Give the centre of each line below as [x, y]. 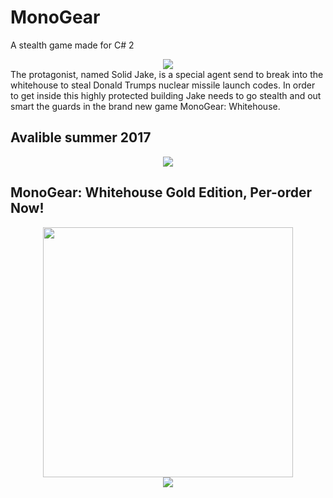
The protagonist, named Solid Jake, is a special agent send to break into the [167, 74]
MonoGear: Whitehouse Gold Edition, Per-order [161, 192]
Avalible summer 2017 [81, 137]
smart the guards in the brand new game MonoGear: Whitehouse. [145, 106]
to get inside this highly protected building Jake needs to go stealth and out [166, 95]
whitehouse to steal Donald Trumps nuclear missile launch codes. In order [163, 85]
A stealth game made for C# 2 [72, 45]
